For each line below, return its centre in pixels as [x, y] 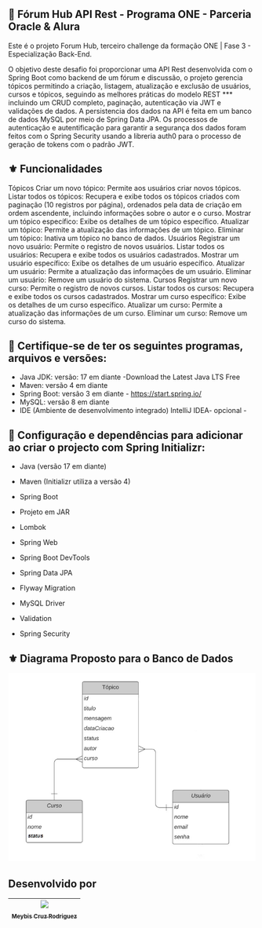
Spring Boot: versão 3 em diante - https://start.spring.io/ [111, 394]
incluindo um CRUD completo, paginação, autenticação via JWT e [115, 102]
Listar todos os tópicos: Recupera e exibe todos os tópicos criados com [124, 196]
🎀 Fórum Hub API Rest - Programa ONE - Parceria [130, 15]
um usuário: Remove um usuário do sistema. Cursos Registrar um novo [123, 279]
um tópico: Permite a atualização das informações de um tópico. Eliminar [126, 229]
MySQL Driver [42, 603]
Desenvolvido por [52, 884]
